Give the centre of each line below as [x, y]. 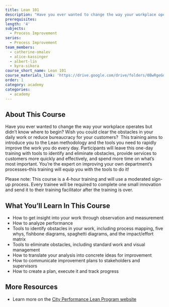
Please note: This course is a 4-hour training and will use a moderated [78, 179]
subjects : [16, 29]
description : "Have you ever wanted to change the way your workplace [81, 15]
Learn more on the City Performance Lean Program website [74, 299]
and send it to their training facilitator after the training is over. [69, 190]
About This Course [35, 114]
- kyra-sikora [24, 66]
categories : [18, 89]
